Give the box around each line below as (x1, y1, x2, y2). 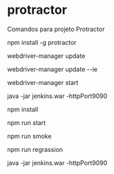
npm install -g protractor (7, 38, 77, 46)
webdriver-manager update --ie (7, 65, 98, 73)
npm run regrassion (7, 145, 64, 153)
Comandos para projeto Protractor (7, 25, 105, 33)
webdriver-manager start (7, 78, 79, 86)
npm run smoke (7, 132, 52, 140)
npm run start (7, 118, 46, 126)
